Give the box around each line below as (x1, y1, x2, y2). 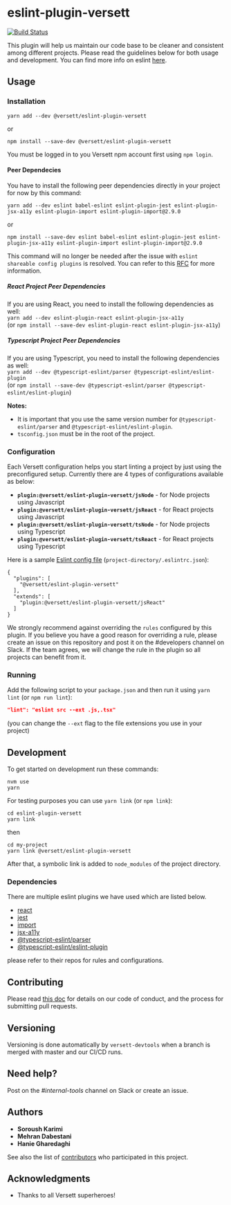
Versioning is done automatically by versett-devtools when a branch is (7, 1040, 211, 1049)
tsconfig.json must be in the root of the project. (17, 429, 156, 437)
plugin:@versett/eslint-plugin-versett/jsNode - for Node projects (17, 491, 210, 499)
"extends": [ (13, 593, 51, 600)
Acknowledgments (7, 1172, 91, 1184)
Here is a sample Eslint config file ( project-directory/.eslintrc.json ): (7, 556, 210, 564)
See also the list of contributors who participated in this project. (7, 1152, 189, 1161)
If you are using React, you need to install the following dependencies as (7, 300, 214, 308)
